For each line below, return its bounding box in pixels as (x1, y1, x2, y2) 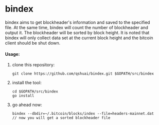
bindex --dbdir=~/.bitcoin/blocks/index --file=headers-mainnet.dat (12, 111, 154, 116)
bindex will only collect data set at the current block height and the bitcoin (5, 35, 153, 41)
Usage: (5, 51, 20, 57)
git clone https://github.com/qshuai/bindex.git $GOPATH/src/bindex (12, 71, 154, 76)
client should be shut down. (5, 40, 61, 46)
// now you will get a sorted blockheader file (12, 115, 110, 121)
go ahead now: (12, 102, 42, 108)
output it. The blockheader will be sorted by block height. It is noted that (5, 30, 150, 35)
